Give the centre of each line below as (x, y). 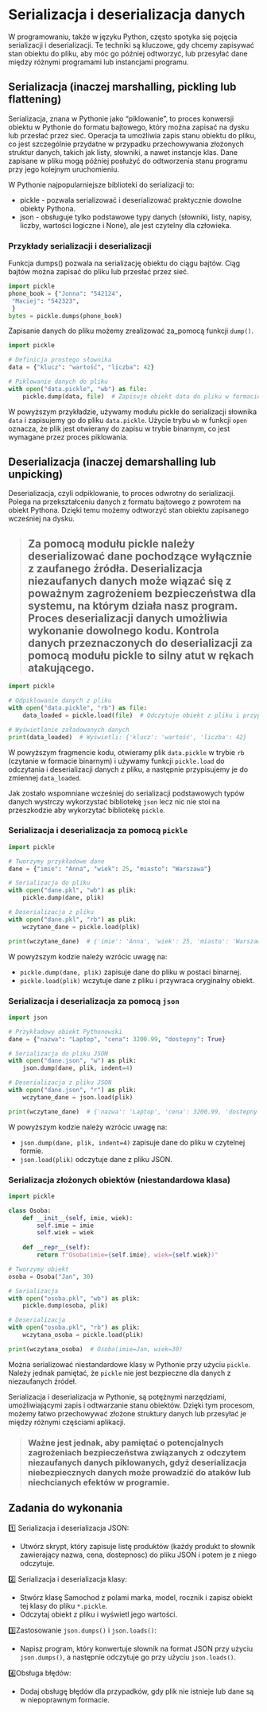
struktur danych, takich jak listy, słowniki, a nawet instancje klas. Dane (123, 152)
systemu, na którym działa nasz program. (133, 606)
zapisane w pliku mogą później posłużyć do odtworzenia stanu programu (128, 161)
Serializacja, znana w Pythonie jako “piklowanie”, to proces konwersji (121, 118)
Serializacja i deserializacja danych (127, 15)
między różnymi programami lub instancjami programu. (99, 62)
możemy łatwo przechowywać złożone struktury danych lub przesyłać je (128, 1413)
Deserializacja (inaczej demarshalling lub (112, 462)
